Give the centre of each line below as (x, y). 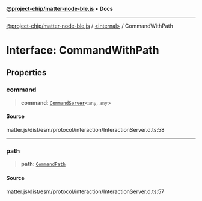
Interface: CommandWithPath (83, 50)
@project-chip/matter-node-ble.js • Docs (60, 9)
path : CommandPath (43, 164)
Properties (26, 73)
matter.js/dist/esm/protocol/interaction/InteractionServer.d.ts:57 (85, 191)
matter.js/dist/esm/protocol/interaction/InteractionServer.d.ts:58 (85, 130)
